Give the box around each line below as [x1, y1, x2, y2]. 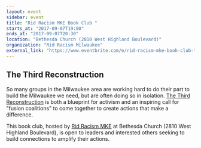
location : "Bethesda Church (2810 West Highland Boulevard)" [6, 36, 162, 42]
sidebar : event [6, 14, 44, 20]
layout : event [6, 8, 42, 15]
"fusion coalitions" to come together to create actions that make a [6, 104, 169, 112]
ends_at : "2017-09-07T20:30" [6, 31, 79, 37]
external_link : [6, 48, 44, 54]
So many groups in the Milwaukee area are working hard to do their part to [6, 85, 190, 92]
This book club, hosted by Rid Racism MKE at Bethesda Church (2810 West [6, 122, 191, 129]
